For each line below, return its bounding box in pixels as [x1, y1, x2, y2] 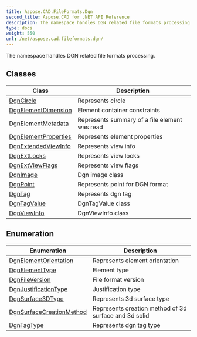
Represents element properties [77, 132, 163, 141]
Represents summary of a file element [77, 115, 183, 124]
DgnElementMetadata [9, 119, 69, 127]
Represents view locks [77, 151, 140, 159]
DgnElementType [9, 266, 57, 274]
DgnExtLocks [9, 151, 46, 159]
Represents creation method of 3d [92, 304, 187, 312]
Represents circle [77, 96, 126, 105]
